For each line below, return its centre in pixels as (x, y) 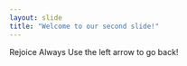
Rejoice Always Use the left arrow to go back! (94, 52)
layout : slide (36, 18)
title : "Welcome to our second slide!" (84, 26)
